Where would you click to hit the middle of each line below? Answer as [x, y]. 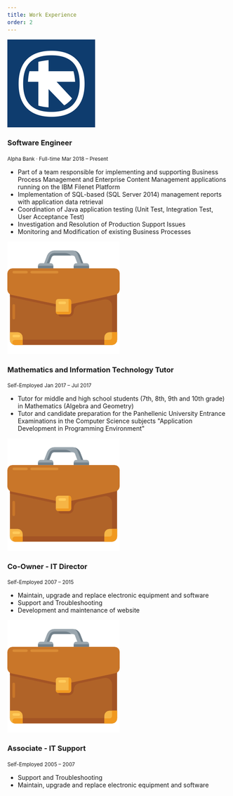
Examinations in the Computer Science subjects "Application [105, 421]
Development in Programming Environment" [81, 429]
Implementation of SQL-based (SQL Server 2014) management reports [120, 194]
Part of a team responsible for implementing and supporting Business [118, 171]
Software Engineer [40, 143]
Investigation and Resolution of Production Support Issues [101, 224]
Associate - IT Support [47, 748]
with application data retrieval [60, 202]
